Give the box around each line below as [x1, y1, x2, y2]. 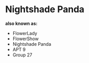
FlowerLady [12, 30, 37, 36]
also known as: [5, 20, 38, 26]
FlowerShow [12, 36, 39, 42]
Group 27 [12, 52, 32, 58]
